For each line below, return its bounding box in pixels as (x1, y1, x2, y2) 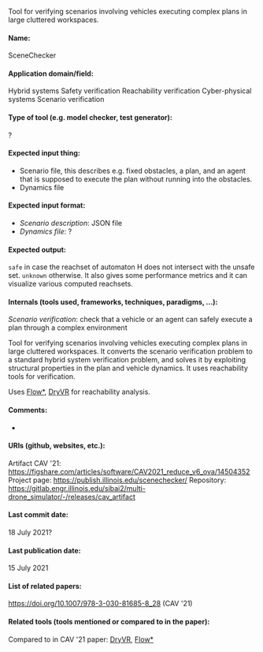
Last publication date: (8, 545, 81, 555)
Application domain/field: (8, 69, 94, 78)
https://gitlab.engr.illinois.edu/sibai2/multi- (8, 483, 146, 493)
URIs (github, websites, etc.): (8, 441, 106, 451)
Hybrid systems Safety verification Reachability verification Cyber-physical (8, 86, 252, 96)
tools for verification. (8, 372, 76, 381)
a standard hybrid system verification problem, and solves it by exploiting (8, 355, 246, 365)
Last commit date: (8, 510, 69, 519)
